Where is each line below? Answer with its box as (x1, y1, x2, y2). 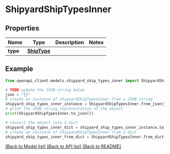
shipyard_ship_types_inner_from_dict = (5, 134, 90, 139)
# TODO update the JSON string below (5, 87, 85, 93)
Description (55, 39, 84, 46)
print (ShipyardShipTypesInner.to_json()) (5, 111, 94, 116)
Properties (5, 24, 39, 33)
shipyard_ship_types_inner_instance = (5, 102, 87, 107)
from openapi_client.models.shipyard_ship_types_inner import (5, 78, 139, 83)
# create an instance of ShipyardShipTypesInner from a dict (5, 130, 137, 135)
